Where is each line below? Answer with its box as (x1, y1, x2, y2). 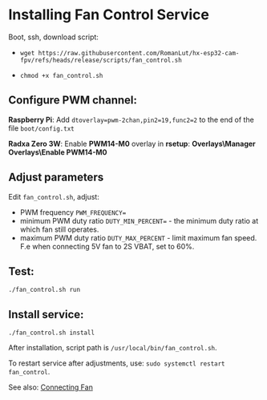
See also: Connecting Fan (8, 382, 94, 392)
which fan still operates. (19, 224, 99, 234)
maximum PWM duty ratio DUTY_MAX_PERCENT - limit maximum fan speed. (19, 232, 257, 242)
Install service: (8, 307, 84, 321)
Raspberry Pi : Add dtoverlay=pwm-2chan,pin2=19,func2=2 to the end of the (8, 115, 254, 124)
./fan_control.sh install (8, 329, 95, 337)
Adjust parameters (8, 171, 104, 184)
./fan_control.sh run (8, 286, 81, 294)
